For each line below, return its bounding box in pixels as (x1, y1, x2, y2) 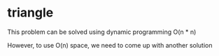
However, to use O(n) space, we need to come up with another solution (7, 41, 213, 49)
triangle (7, 5, 54, 21)
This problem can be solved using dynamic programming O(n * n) (7, 28, 197, 36)
